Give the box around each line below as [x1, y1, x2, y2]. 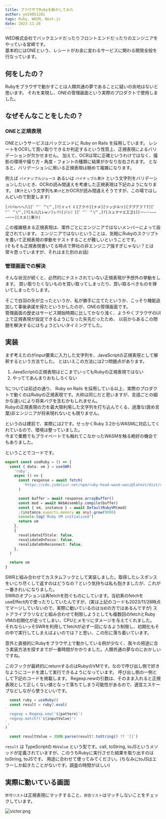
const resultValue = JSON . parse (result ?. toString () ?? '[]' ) [9, 734, 138, 739]
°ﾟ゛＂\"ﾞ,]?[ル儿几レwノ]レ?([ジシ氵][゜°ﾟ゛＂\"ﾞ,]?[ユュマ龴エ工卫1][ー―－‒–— [5, 209, 157, 215]
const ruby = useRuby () [9, 697, 58, 703]
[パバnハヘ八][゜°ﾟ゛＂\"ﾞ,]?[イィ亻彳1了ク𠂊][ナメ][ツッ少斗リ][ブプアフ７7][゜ [5, 205, 157, 209]
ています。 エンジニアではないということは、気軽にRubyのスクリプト [18, 230, 159, 236]
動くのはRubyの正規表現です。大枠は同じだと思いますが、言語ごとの [13, 391, 154, 398]
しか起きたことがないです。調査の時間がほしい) [13, 762, 110, 768]
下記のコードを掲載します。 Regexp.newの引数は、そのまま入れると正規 [13, 675, 161, 682]
